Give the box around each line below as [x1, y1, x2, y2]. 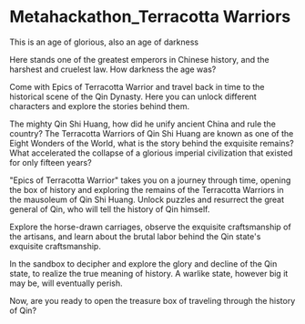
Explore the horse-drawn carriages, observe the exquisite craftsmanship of [9, 221, 291, 232]
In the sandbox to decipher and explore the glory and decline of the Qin [9, 258, 278, 269]
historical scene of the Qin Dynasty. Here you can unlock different [9, 91, 257, 102]
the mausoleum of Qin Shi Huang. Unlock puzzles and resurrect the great [9, 194, 285, 205]
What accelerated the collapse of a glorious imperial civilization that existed [9, 147, 293, 158]
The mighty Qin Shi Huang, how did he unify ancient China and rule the [9, 118, 276, 129]
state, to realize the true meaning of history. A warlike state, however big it [9, 268, 289, 278]
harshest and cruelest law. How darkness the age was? [9, 64, 217, 75]
